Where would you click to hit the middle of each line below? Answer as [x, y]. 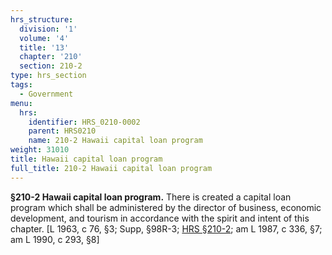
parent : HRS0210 [62, 131]
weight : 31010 [40, 150]
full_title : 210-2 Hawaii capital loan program [111, 168]
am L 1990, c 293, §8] [55, 239]
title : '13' [44, 47]
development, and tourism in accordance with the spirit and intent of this [160, 218]
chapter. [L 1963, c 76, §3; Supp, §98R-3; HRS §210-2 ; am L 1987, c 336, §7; [166, 228]
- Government [46, 94]
